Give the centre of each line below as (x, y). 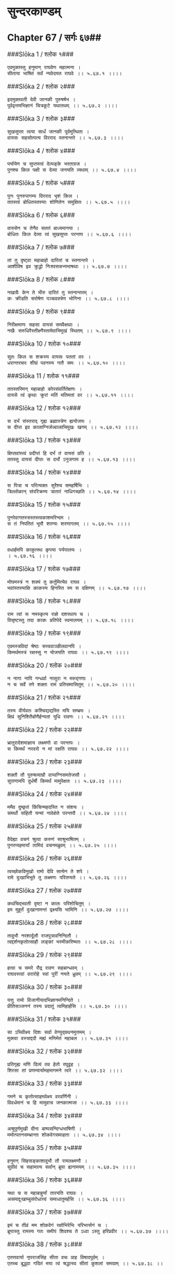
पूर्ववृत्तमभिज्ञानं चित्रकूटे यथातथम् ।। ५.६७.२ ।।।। (62, 106)
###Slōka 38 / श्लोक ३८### (45, 1244)
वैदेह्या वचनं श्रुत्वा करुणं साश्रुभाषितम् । (46, 839)
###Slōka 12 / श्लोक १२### (44, 408)
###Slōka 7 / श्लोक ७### (41, 247)
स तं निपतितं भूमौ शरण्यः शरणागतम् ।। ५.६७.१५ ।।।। (69, 524)
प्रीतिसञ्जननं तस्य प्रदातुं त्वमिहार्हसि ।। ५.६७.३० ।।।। (67, 1006)
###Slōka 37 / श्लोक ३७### (44, 1212)
